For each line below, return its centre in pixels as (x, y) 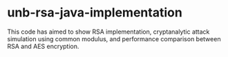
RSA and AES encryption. (43, 46)
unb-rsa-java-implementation (95, 13)
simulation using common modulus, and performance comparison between (114, 38)
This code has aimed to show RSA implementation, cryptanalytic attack (108, 32)
